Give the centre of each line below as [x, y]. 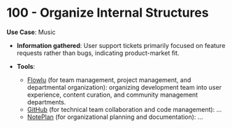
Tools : [26, 66]
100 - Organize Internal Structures [108, 13]
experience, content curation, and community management [113, 95]
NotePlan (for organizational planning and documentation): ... [115, 117]
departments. [46, 102]
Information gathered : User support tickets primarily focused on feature [121, 45]
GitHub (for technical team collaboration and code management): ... [124, 109]
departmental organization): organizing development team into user [124, 87]
